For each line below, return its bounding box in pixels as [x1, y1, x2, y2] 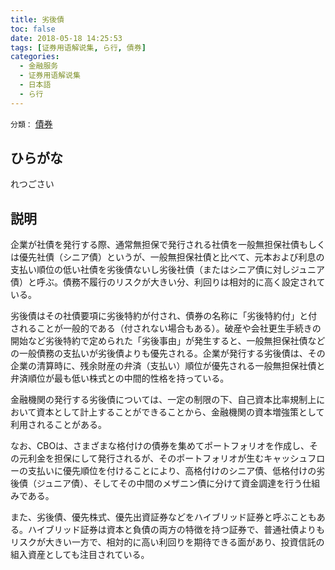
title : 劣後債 [10, 14, 65, 25]
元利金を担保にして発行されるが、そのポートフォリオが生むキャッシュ [18, 452, 308, 465]
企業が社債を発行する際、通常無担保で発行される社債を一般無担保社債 [10, 239, 300, 251]
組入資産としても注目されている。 [10, 549, 150, 561]
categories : [10, 52, 60, 62]
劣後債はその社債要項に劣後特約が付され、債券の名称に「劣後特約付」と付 [10, 310, 318, 322]
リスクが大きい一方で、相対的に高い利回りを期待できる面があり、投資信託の [10, 536, 325, 548]
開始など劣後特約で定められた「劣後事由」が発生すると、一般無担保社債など [10, 335, 326, 347]
